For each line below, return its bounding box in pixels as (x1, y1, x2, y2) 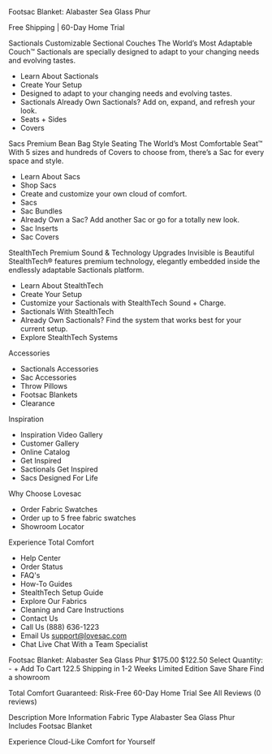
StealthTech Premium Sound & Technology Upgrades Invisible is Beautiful (8, 248, 255, 257)
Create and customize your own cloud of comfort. (19, 189, 188, 198)
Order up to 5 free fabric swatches (19, 513, 136, 523)
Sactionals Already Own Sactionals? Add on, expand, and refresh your (19, 97, 256, 106)
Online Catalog (19, 447, 71, 457)
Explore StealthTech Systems (19, 333, 119, 342)
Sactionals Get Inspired (19, 464, 99, 474)
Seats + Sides (19, 114, 67, 124)
